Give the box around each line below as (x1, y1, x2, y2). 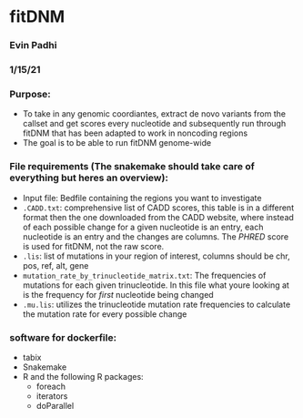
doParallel (35, 400, 75, 411)
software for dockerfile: (9, 331, 116, 343)
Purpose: (9, 87, 52, 100)
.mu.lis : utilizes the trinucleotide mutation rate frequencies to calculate (22, 299, 291, 310)
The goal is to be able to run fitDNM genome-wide (22, 138, 212, 148)
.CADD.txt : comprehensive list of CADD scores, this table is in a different (22, 202, 294, 213)
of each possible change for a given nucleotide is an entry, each (22, 221, 264, 232)
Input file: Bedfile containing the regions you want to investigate (22, 192, 262, 203)
